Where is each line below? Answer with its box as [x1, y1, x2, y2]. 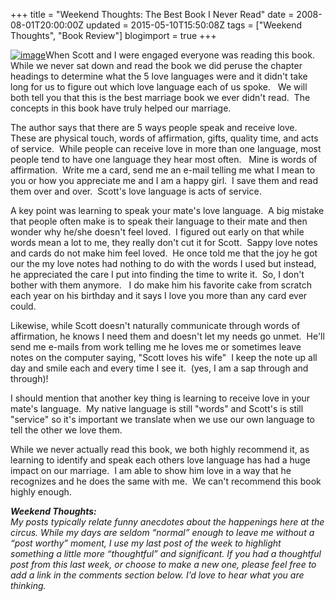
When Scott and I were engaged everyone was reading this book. [45, 49, 315, 61]
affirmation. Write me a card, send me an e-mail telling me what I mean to [10, 164, 316, 176]
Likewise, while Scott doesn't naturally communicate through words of [10, 320, 301, 331]
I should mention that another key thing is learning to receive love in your [10, 392, 311, 404]
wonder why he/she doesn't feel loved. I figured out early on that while [10, 226, 305, 238]
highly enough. [10, 486, 72, 498]
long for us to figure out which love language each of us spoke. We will [10, 81, 308, 93]
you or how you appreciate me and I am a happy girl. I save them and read [10, 175, 319, 186]
